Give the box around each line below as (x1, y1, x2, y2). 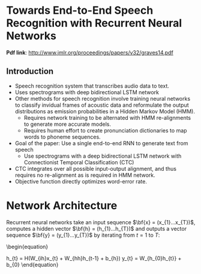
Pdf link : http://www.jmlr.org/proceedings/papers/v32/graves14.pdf (6, 49, 174, 56)
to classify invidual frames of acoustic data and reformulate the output (14, 101, 189, 109)
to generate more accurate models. (23, 121, 112, 128)
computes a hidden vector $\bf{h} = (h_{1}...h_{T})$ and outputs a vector (6, 225, 187, 232)
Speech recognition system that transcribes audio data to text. (14, 82, 170, 89)
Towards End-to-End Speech (6, 4, 154, 17)
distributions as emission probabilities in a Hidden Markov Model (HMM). (14, 107, 195, 115)
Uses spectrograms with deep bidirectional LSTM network (14, 88, 159, 96)
